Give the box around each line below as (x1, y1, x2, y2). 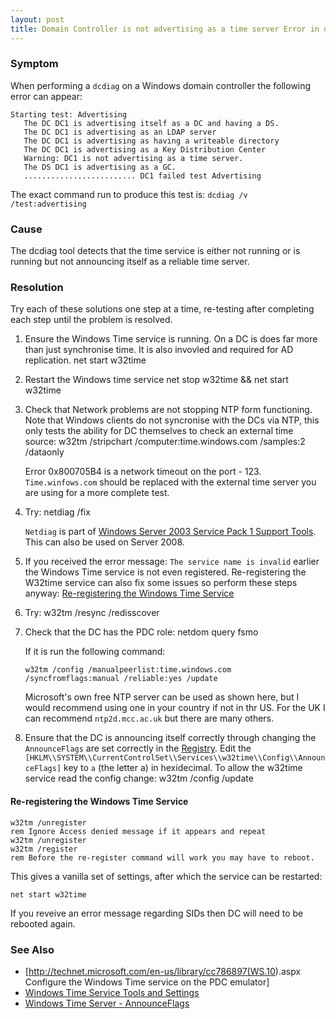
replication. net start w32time (24, 354, 147, 366)
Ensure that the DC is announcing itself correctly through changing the (24, 732, 317, 744)
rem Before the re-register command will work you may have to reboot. (10, 852, 315, 863)
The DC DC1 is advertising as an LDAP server (23, 127, 217, 137)
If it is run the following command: (24, 646, 166, 658)
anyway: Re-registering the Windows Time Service (24, 587, 235, 600)
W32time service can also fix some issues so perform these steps (24, 577, 298, 589)
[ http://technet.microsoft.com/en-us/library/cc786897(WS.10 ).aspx (24, 965, 302, 977)
